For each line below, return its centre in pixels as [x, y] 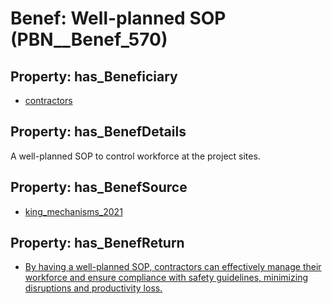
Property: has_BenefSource [99, 187]
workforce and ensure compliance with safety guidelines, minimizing [166, 278]
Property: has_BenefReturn [97, 243]
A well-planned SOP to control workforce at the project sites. [135, 156]
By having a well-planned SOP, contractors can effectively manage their [173, 267]
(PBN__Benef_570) [89, 39]
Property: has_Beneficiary [94, 76]
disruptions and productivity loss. [93, 288]
